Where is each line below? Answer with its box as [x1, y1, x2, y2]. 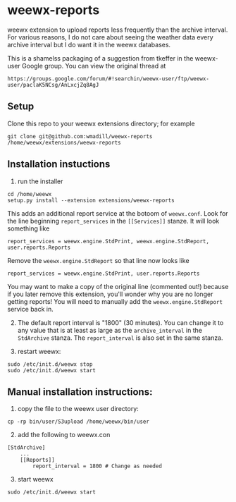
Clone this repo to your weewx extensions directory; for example [7, 119, 195, 128]
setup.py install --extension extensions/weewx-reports [7, 197, 175, 204]
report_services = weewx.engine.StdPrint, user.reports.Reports [7, 270, 200, 277]
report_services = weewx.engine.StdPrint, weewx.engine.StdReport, [7, 238, 210, 245]
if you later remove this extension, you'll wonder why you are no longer [7, 290, 213, 298]
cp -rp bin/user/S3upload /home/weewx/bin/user [7, 418, 150, 425]
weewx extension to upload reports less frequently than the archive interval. [7, 25, 228, 34]
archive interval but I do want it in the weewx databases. [7, 40, 171, 49]
